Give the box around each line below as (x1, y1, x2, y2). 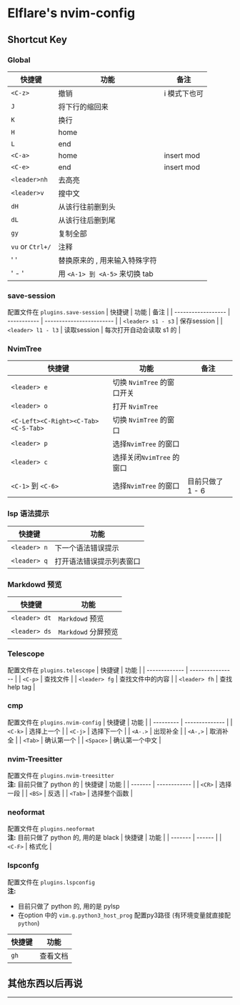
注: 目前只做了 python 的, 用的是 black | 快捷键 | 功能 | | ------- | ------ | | (7, 834, 222, 842)
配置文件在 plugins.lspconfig (7, 877, 95, 886)
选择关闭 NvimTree (112, 452, 171, 462)
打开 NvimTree (112, 401, 159, 411)
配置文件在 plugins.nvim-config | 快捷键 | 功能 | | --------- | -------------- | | (7, 718, 233, 726)
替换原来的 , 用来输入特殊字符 (58, 255, 157, 265)
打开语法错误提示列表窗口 (54, 556, 141, 566)
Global (7, 55, 31, 65)
